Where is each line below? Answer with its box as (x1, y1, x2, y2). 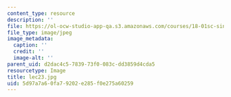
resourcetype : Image (7, 67, 67, 74)
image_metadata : (7, 36, 54, 42)
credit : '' (13, 48, 45, 55)
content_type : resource (7, 10, 76, 17)
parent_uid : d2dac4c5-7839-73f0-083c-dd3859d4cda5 (7, 61, 155, 68)
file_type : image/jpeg (7, 29, 72, 36)
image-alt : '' (13, 55, 54, 61)
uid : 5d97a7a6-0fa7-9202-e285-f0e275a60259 (7, 80, 134, 87)
